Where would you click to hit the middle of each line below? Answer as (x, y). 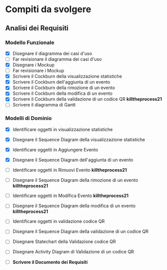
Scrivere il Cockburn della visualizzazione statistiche (67, 76)
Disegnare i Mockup (33, 65)
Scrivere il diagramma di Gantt (44, 105)
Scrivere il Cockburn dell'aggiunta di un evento (61, 82)
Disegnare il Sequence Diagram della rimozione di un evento (75, 180)
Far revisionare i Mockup (38, 71)
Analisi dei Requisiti (37, 28)
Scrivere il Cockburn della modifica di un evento (62, 93)
